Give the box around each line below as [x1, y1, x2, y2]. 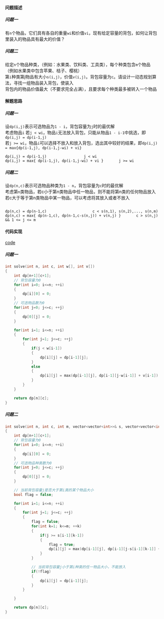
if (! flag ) [31, 569, 51, 574]
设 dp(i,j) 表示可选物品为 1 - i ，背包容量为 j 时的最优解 [5, 124, 115, 129]
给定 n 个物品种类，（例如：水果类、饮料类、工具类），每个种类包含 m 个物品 [5, 61, 151, 67]
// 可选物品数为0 [14, 300, 45, 306]
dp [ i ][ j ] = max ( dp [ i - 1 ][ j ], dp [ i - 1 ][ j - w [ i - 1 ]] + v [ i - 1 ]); [40, 373, 161, 378]
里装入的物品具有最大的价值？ [5, 36, 65, 42]
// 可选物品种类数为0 [14, 461, 52, 466]
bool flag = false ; [14, 492, 54, 497]
